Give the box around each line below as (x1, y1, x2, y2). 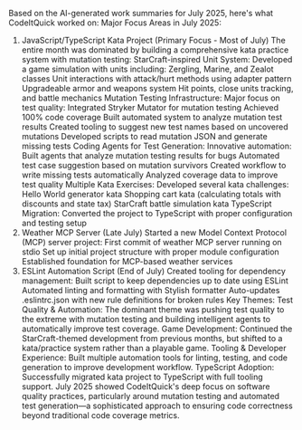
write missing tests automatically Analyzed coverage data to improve (21, 169, 278, 180)
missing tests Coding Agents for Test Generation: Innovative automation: (21, 140, 292, 151)
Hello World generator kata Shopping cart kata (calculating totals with (21, 189, 282, 199)
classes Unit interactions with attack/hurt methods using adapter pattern (21, 73, 292, 84)
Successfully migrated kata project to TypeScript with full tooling (21, 371, 263, 382)
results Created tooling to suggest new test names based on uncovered (21, 121, 288, 132)
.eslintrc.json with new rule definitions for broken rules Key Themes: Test (21, 294, 294, 305)
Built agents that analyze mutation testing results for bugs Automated (21, 150, 280, 161)
